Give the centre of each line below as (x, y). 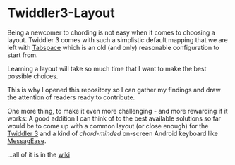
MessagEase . (27, 141)
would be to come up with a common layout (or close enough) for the (108, 126)
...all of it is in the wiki (39, 154)
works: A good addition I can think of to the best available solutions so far (114, 118)
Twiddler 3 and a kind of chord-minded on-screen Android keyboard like (113, 133)
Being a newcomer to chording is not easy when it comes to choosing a (111, 32)
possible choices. (33, 76)
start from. (23, 55)
